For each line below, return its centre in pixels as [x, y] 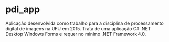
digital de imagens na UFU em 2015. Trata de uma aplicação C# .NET [78, 28]
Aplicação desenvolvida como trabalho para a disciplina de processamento [84, 23]
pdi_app [23, 9]
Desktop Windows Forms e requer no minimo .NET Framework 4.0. [76, 34]
